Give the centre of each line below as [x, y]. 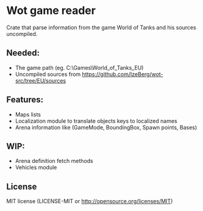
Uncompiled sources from [48, 74]
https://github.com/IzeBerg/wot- [123, 74]
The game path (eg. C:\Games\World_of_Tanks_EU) [79, 67]
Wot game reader [51, 11]
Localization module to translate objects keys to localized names [96, 121]
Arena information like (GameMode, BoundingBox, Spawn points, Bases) [106, 127]
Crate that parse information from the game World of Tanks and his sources [101, 27]
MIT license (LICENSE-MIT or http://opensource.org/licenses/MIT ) [90, 201]
